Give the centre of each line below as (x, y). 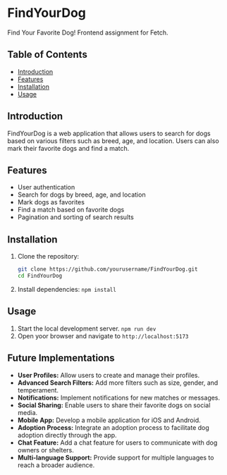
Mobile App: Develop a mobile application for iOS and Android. (109, 420)
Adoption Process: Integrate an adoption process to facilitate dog (113, 427)
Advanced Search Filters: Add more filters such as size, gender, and (118, 383)
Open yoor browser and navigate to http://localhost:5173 (103, 335)
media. (27, 412)
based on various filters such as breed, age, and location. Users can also (114, 141)
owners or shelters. (45, 450)
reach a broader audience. (56, 465)
